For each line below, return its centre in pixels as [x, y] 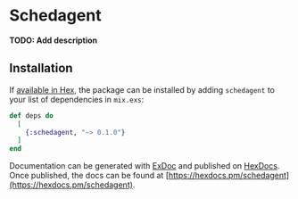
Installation [41, 68]
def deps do [31, 116]
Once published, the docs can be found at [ [89, 176]
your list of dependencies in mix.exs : [77, 99]
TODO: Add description [54, 40]
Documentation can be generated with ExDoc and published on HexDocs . [145, 166]
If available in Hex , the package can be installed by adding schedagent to [142, 89]
